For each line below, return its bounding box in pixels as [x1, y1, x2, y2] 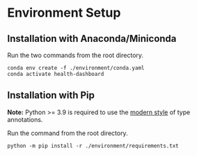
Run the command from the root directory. [7, 129, 128, 137]
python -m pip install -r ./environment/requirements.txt [7, 142, 179, 149]
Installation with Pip [7, 89, 95, 102]
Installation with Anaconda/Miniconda [7, 33, 177, 45]
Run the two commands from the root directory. [7, 51, 144, 59]
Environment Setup [7, 5, 121, 21]
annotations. [7, 115, 43, 123]
